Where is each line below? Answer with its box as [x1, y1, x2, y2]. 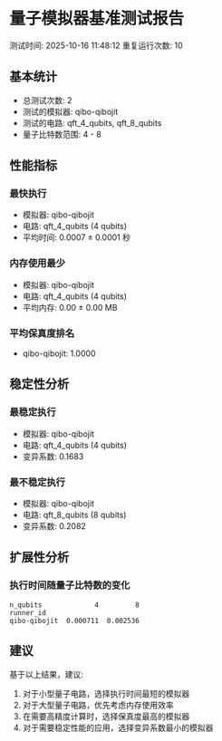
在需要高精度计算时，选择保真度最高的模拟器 [22, 710, 190, 721]
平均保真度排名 [9, 327, 75, 340]
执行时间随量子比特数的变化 [9, 579, 130, 592]
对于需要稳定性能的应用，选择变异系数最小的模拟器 [22, 722, 214, 733]
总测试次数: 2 [22, 94, 72, 105]
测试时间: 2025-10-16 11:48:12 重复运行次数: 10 [9, 40, 183, 51]
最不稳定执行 [9, 476, 66, 488]
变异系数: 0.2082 [22, 521, 86, 532]
